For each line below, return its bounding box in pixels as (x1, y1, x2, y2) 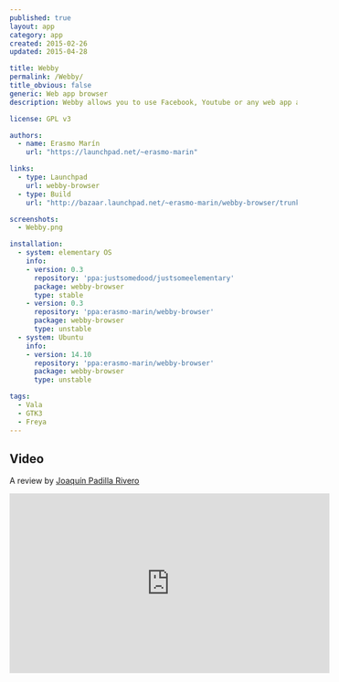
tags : (9, 392, 30, 402)
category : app (9, 30, 64, 39)
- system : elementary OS (17, 248, 112, 257)
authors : (9, 131, 43, 140)
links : (9, 164, 35, 173)
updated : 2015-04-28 (9, 47, 89, 57)
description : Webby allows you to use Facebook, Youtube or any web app (9, 98, 292, 107)
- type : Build (17, 189, 71, 199)
